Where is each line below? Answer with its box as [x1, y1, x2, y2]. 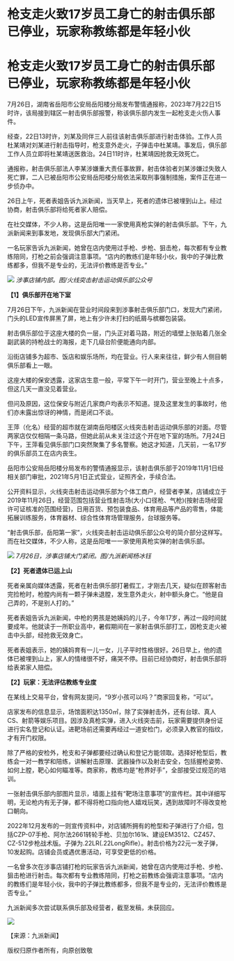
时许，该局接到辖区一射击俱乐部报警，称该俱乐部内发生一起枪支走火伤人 [7, 109, 214, 117]
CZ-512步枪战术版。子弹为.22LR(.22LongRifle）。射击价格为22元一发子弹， [7, 839, 222, 847]
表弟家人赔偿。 [13, 663, 56, 672]
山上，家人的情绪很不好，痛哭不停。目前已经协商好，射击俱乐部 [37, 655, 221, 663]
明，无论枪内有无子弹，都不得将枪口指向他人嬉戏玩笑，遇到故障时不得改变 [7, 798, 221, 806]
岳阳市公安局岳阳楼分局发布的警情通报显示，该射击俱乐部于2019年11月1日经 [7, 464, 224, 472]
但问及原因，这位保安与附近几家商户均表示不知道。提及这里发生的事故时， [7, 400, 221, 408]
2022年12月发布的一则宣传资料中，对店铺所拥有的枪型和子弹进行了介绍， [7, 822, 218, 830]
